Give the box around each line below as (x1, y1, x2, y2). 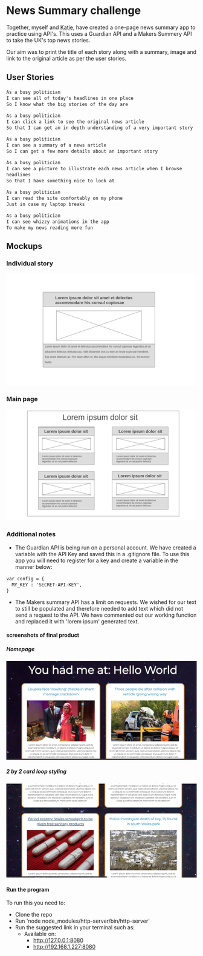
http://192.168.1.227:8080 (33, 943, 96, 951)
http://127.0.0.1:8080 (33, 937, 83, 944)
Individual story (6, 259, 53, 268)
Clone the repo (14, 911, 53, 918)
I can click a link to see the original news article (6, 119, 145, 125)
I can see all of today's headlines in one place (6, 95, 134, 101)
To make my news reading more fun (6, 225, 94, 231)
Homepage (6, 645, 35, 652)
